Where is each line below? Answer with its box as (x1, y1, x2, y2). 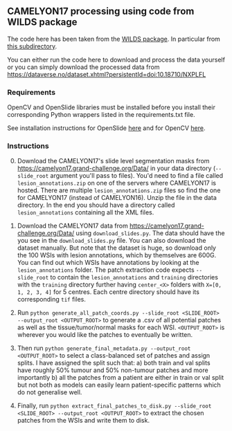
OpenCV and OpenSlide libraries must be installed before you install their (7, 103, 216, 111)
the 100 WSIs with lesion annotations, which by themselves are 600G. (17, 251, 217, 259)
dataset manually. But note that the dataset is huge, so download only (17, 244, 217, 252)
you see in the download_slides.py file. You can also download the (17, 237, 206, 245)
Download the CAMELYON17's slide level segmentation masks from (17, 157, 210, 165)
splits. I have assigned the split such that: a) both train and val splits (17, 359, 211, 367)
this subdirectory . (7, 42, 57, 51)
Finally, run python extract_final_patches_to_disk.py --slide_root (17, 401, 212, 410)
